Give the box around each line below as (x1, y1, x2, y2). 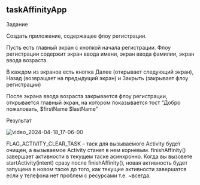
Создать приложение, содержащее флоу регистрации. (6, 32, 147, 40)
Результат (6, 117, 32, 124)
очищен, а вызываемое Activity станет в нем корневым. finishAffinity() (6, 146, 186, 153)
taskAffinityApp (6, 5, 67, 15)
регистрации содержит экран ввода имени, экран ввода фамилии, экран (6, 50, 195, 57)
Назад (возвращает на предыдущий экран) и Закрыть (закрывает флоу (6, 74, 189, 81)
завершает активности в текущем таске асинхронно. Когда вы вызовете (6, 153, 193, 160)
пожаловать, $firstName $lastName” (6, 105, 98, 113)
